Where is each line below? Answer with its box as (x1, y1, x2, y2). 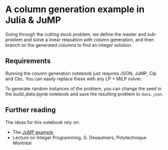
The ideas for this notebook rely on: (5, 119, 80, 125)
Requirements (5, 57, 51, 66)
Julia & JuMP (5, 14, 61, 26)
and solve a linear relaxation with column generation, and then (23, 37, 154, 43)
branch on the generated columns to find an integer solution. (5, 42, 132, 48)
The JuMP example (12, 129, 53, 135)
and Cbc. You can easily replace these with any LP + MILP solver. (5, 75, 142, 82)
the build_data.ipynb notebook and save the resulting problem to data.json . (5, 91, 163, 97)
